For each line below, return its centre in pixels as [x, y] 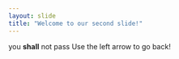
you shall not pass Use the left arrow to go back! [90, 46]
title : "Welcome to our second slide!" [76, 23]
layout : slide [32, 16]
